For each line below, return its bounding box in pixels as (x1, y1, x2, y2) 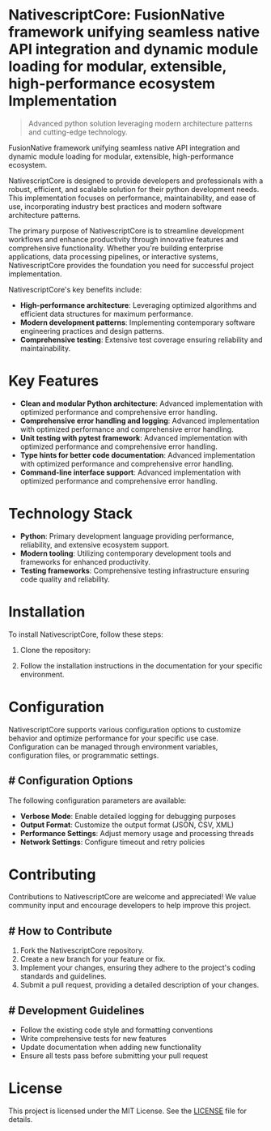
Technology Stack (8, 505, 133, 523)
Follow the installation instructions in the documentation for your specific (19, 660, 263, 670)
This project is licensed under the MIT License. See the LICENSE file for (8, 1106, 248, 1116)
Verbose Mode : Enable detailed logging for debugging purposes (19, 811, 236, 821)
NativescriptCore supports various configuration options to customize (8, 724, 241, 734)
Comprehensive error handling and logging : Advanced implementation (19, 416, 260, 425)
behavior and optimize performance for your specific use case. (8, 733, 218, 743)
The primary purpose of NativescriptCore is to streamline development (8, 225, 244, 236)
